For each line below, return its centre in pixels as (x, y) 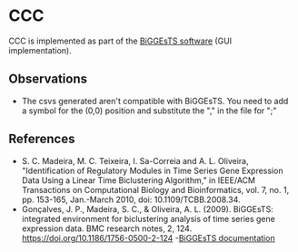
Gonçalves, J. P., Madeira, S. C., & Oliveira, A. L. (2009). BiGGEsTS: (147, 208)
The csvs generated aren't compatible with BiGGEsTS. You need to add (155, 101)
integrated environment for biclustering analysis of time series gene (149, 218)
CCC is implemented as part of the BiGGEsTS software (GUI (120, 41)
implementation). (40, 50)
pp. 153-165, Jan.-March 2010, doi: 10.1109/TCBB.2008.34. (131, 199)
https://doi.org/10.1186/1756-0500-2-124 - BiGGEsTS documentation (148, 237)
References (42, 139)
